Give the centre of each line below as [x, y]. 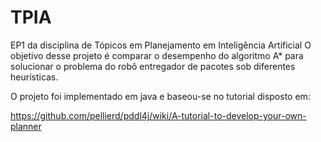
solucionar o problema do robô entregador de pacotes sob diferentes [153, 66]
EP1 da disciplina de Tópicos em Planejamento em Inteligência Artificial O [161, 45]
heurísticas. [34, 77]
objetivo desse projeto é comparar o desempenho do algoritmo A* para [157, 55]
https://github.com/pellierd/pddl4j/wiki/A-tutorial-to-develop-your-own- [158, 115]
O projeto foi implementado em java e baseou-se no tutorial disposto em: [160, 96]
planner [26, 126]
